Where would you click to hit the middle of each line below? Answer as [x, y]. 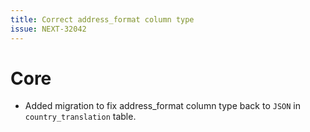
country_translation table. [80, 117]
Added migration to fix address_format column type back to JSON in [162, 106]
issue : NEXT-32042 [48, 29]
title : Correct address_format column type [102, 19]
